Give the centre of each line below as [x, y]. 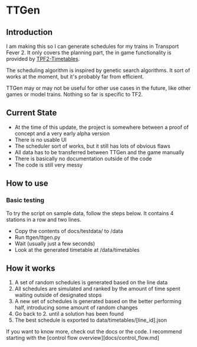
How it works [31, 268]
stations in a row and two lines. [44, 219]
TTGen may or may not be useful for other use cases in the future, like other [98, 88]
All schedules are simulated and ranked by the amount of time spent [97, 289]
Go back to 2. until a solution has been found [69, 314]
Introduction [29, 32]
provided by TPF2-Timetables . [43, 59]
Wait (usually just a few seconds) [55, 244]
